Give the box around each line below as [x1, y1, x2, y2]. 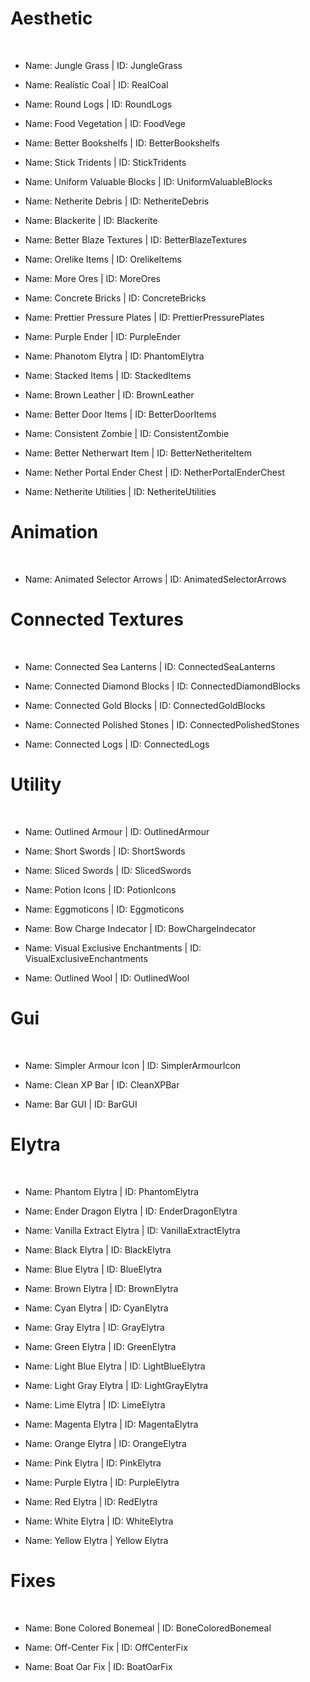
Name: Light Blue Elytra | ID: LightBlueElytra [24, 1360, 206, 1372]
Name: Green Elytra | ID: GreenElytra [24, 1340, 177, 1352]
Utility [10, 773, 62, 796]
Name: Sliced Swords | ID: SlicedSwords [24, 864, 192, 876]
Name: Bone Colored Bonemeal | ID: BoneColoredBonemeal [24, 1622, 272, 1634]
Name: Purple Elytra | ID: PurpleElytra [24, 1476, 180, 1488]
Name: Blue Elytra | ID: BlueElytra [24, 1263, 163, 1275]
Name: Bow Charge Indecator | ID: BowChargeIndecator [24, 922, 257, 934]
